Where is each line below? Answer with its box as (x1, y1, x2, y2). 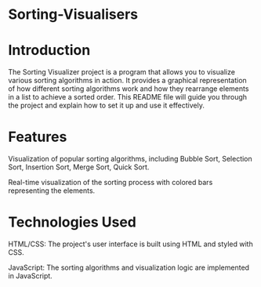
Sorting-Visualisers (8, 5, 139, 24)
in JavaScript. (8, 271, 53, 280)
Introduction (8, 42, 91, 60)
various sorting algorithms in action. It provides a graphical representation (8, 76, 247, 85)
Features (8, 128, 67, 146)
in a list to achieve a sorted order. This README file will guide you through (8, 93, 248, 102)
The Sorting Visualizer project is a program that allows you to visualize (8, 67, 235, 77)
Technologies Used (8, 213, 137, 231)
